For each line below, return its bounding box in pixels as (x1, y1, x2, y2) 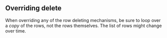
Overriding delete (5, 4, 62, 12)
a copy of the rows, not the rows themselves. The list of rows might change (5, 22, 162, 28)
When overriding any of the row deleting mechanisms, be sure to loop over (5, 17, 161, 23)
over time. (5, 27, 26, 34)
